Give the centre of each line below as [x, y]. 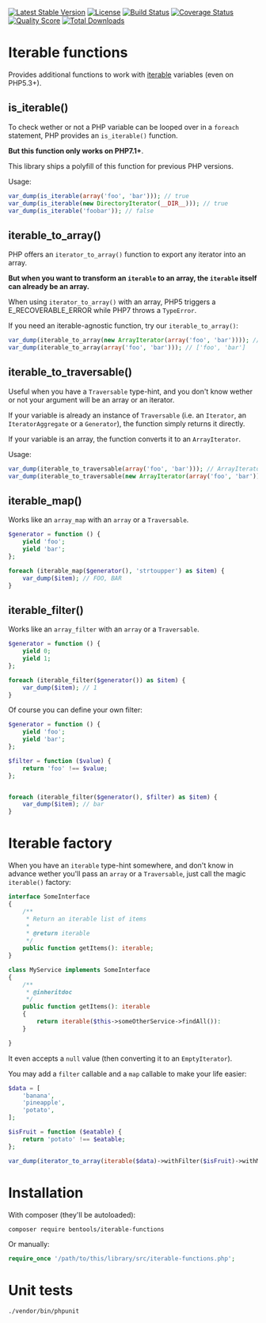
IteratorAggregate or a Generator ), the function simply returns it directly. [127, 423]
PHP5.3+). [25, 82]
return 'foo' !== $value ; [65, 768]
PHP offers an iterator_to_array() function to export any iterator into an [127, 254]
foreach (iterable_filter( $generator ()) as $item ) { [97, 680]
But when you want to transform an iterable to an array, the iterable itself [133, 278]
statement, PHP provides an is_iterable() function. [93, 135]
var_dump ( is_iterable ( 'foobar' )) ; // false [81, 211]
